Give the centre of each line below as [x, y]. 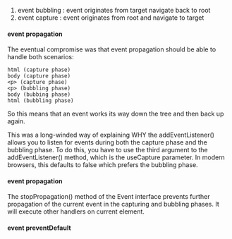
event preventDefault [39, 228]
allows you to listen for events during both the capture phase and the [108, 142]
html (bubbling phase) [41, 101]
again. [17, 121]
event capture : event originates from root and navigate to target [111, 18]
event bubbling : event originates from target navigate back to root [114, 10]
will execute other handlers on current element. [76, 212]
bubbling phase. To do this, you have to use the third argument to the [108, 150]
